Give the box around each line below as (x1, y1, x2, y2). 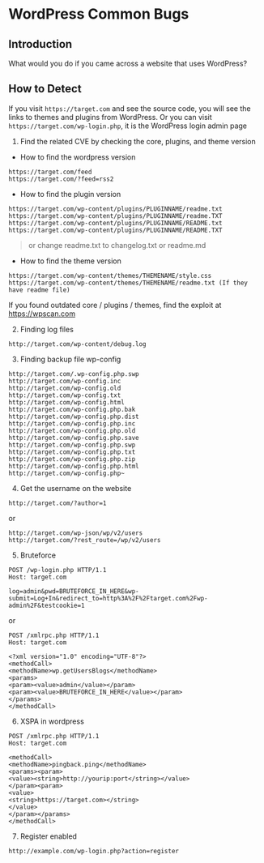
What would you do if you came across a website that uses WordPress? (8, 58, 248, 68)
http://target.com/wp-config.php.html (8, 462, 139, 470)
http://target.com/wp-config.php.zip (8, 455, 136, 463)
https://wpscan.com (8, 309, 75, 318)
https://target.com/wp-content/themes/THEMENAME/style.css (8, 271, 212, 280)
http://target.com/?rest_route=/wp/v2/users (8, 536, 161, 544)
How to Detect (8, 82, 83, 96)
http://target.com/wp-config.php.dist (8, 412, 139, 421)
